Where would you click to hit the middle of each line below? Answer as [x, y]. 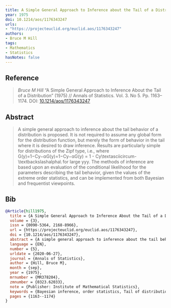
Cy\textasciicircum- [116, 156]
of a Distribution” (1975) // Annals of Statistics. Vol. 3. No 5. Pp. [83, 96]
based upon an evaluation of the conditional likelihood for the [82, 167]
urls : [11, 24]
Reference [22, 78]
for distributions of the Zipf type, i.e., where [63, 151]
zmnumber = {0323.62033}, [37, 282]
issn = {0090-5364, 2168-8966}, [44, 225]
